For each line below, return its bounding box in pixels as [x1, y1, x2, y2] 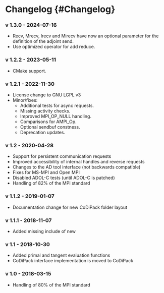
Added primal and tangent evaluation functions [12, 252, 111, 258]
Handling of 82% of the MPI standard [12, 180, 90, 186]
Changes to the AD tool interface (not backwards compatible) [12, 164, 141, 170]
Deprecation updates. [20, 130, 66, 136]
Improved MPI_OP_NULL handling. [20, 113, 92, 120]
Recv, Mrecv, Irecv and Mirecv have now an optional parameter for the [12, 33, 159, 39]
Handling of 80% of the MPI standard [12, 281, 91, 288]
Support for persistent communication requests [12, 153, 112, 159]
